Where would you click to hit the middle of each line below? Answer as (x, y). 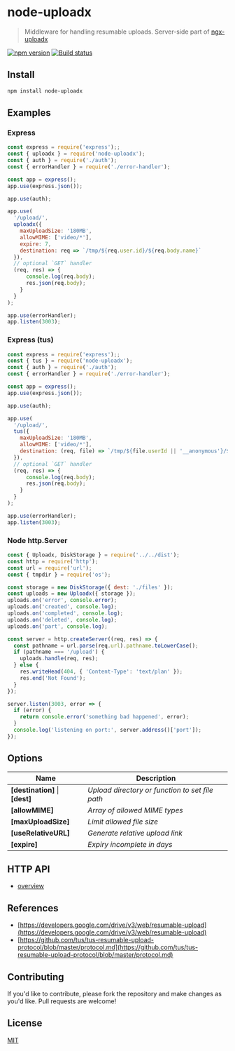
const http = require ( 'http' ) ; (53, 561)
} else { (26, 665)
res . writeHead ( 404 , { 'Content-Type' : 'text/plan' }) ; (101, 672)
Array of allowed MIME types (135, 810)
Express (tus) (30, 340)
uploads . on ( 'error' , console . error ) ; (62, 601)
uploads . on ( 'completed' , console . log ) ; (65, 614)
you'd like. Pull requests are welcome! (62, 1001)
